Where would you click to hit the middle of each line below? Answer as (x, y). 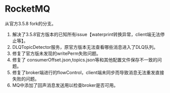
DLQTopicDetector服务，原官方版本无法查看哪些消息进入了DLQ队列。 (85, 47)
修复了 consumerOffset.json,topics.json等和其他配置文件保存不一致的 (85, 59)
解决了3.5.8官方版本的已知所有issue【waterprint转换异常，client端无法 (86, 34)
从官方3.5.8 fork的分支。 (31, 23)
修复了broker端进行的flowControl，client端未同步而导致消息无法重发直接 (88, 72)
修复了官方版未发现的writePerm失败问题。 (56, 53)
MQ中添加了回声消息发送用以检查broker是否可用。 (65, 85)
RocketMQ (27, 9)
